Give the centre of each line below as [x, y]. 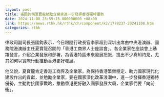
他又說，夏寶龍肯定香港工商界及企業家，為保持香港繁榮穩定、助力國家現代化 [82, 71]
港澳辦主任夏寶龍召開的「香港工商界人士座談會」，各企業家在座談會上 [83, 48]
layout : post [18, 10]
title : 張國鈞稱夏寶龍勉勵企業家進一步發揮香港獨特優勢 [54, 14]
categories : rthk [23, 28]
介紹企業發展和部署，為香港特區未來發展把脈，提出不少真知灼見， [88, 55]
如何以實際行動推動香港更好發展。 [43, 61]
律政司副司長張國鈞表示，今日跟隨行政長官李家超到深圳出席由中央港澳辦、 [80, 43]
